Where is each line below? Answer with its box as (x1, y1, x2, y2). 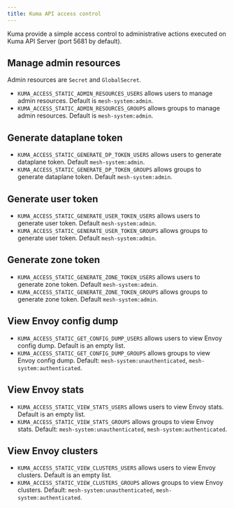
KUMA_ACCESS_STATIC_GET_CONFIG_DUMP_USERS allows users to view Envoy (17, 334, 222, 342)
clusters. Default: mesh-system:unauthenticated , (17, 486, 155, 494)
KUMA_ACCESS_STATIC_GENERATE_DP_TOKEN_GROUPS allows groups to (17, 165, 202, 174)
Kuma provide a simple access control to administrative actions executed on (7, 29, 227, 38)
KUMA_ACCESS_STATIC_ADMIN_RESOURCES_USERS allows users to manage (17, 89, 213, 98)
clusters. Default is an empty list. (17, 471, 112, 479)
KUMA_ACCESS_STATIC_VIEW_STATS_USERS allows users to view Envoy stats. (17, 402, 224, 411)
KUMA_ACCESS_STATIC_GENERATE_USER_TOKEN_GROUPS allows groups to (17, 227, 208, 235)
